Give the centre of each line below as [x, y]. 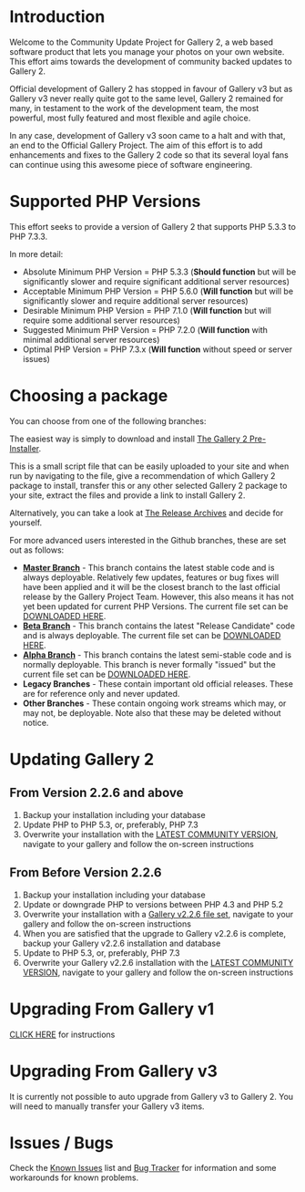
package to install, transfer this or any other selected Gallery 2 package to [148, 485]
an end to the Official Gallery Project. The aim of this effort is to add [136, 145]
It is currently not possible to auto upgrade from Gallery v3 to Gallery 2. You [152, 1096]
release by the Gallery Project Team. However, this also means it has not [158, 596]
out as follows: [37, 550]
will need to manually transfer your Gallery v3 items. [107, 1106]
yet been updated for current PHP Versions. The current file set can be [155, 606]
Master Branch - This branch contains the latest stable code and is [148, 567]
